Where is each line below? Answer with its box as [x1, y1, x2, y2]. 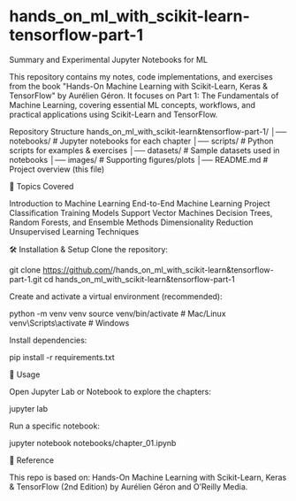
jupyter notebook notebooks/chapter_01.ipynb [9, 437, 177, 448]
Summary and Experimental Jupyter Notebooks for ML [9, 54, 209, 65]
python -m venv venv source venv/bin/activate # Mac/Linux [9, 308, 227, 319]
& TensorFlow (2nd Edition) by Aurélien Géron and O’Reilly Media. [9, 481, 248, 492]
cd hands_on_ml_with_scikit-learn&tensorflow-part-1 [43, 274, 236, 284]
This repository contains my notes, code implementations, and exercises [9, 71, 274, 81]
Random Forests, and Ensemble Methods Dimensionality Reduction [9, 217, 254, 227]
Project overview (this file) [9, 164, 105, 174]
